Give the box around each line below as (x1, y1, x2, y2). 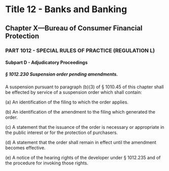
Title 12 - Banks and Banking (5, 4, 127, 15)
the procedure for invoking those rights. (5, 160, 89, 166)
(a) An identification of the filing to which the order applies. (5, 99, 128, 105)
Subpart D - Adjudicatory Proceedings (5, 59, 88, 65)
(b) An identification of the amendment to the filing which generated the (5, 109, 156, 115)
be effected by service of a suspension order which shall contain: (5, 89, 142, 95)
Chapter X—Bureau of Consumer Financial (5, 24, 143, 32)
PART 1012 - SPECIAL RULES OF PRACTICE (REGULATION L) (5, 47, 155, 54)
